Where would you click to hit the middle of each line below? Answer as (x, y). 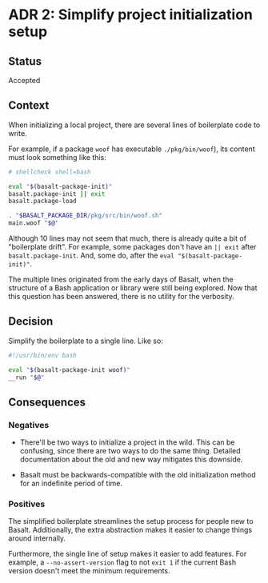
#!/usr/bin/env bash (43, 355)
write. (18, 133)
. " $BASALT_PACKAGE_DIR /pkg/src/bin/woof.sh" (85, 216)
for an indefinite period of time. (71, 483)
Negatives (29, 425)
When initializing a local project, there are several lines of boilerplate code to (134, 125)
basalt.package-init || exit (57, 194)
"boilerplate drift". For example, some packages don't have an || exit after (132, 247)
